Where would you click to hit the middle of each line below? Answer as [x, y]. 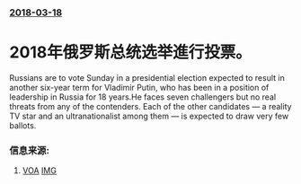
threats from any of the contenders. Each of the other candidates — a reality [150, 106]
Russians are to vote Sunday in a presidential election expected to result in [147, 77]
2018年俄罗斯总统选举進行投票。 [130, 53]
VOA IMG [39, 171]
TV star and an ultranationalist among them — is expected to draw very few [149, 116]
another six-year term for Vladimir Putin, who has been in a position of [139, 87]
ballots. [23, 125]
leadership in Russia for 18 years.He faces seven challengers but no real [143, 97]
